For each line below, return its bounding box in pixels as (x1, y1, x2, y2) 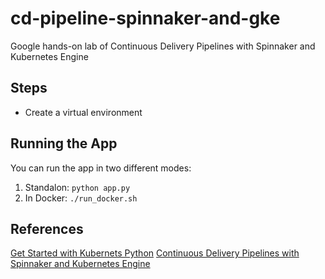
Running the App (10, 135, 118, 152)
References (10, 220, 84, 237)
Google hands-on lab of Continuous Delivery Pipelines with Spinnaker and (10, 40, 316, 52)
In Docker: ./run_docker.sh (24, 192, 138, 204)
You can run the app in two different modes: (10, 162, 192, 174)
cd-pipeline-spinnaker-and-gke (10, 7, 281, 30)
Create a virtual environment (24, 106, 143, 118)
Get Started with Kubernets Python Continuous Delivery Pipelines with (10, 247, 300, 259)
